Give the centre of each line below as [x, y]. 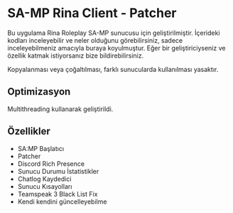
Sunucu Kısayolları [45, 186]
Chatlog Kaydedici [44, 179]
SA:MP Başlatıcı [41, 148]
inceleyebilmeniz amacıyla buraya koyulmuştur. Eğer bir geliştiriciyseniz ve [116, 48]
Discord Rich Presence [51, 163]
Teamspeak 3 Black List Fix [58, 194]
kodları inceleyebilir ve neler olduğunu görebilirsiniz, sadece [95, 40]
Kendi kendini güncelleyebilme [62, 202]
